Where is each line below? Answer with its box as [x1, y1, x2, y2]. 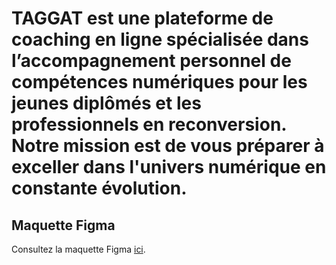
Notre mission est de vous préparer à [11, 135, 325, 157]
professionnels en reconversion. [11, 113, 287, 136]
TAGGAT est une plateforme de [11, 7, 274, 30]
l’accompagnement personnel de [11, 50, 292, 72]
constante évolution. [11, 177, 188, 200]
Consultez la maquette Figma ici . [11, 243, 146, 255]
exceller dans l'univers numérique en [11, 156, 327, 179]
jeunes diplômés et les [11, 92, 202, 115]
